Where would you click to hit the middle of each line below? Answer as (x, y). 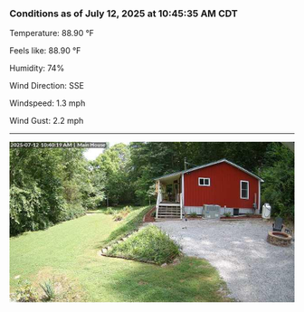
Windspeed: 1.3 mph (47, 103)
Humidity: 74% (37, 68)
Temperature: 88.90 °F (52, 33)
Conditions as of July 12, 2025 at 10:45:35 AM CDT (123, 14)
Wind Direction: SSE (47, 86)
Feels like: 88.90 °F (45, 51)
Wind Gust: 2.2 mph (47, 121)
